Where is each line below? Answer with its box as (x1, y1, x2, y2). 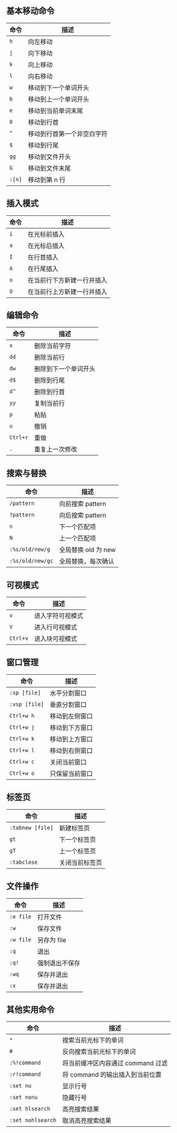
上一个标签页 (59, 847, 96, 855)
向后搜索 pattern (59, 511, 107, 520)
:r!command (9, 1071, 41, 1078)
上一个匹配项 (59, 534, 96, 543)
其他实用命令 (6, 1004, 55, 1015)
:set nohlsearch (9, 1117, 57, 1124)
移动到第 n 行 (27, 175, 66, 184)
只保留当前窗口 (49, 769, 93, 778)
